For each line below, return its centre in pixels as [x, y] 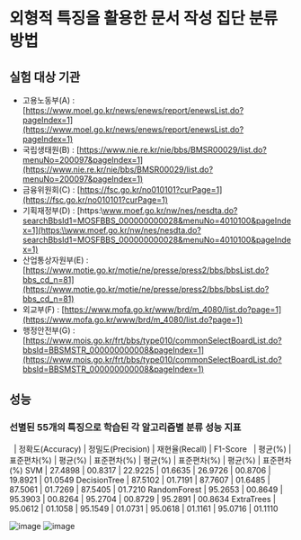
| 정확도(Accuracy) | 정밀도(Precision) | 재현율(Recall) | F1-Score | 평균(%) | [152, 449]
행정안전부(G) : [49, 330]
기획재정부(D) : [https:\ [62, 211]
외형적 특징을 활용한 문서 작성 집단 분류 [144, 18]
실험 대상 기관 [45, 77]
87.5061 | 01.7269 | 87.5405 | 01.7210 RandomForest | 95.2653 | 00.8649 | [146, 489]
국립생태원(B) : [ [51, 150]
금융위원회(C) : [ [51, 189]
